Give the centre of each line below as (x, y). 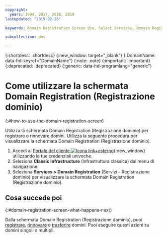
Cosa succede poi (34, 198)
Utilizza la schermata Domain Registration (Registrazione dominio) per (77, 131)
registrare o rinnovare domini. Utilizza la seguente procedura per (71, 136)
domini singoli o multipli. (30, 230)
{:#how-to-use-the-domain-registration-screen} (55, 121)
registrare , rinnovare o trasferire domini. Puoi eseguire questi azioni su (77, 225)
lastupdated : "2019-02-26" (33, 19)
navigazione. (25, 166)
